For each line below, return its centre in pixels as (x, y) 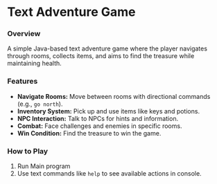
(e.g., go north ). (40, 104)
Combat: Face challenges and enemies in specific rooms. (99, 126)
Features (23, 82)
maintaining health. (35, 64)
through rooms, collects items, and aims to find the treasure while (101, 56)
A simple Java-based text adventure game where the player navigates (107, 48)
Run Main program (44, 166)
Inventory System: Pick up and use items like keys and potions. (108, 111)
